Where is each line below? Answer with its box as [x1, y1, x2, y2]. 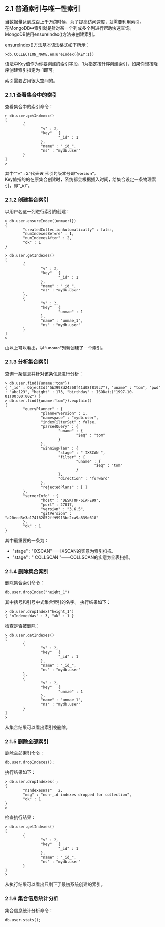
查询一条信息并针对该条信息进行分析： [5, 371, 83, 377]
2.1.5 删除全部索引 [5, 738, 49, 745]
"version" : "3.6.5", [40, 506, 85, 512]
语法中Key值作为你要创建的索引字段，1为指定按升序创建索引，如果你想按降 [5, 61, 158, 67]
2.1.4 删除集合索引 [5, 568, 49, 575]
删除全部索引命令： [5, 750, 45, 756]
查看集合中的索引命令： [5, 104, 53, 110]
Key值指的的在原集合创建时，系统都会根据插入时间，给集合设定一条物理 [5, 176, 152, 182]
